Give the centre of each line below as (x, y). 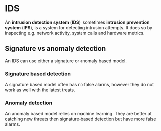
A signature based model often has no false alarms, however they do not (80, 85)
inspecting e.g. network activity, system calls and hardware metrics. (75, 33)
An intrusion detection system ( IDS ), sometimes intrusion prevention (77, 22)
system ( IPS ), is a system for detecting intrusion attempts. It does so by (79, 27)
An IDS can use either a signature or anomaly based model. (66, 61)
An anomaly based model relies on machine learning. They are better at (78, 114)
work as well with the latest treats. (40, 90)
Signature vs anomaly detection (56, 49)
